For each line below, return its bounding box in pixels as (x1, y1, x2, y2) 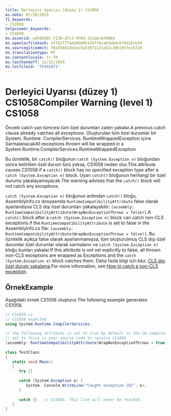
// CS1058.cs (5, 312, 33, 317)
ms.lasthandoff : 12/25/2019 (5, 60, 65, 65)
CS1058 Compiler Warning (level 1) (5, 97, 153, 108)
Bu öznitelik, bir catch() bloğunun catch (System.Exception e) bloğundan (5, 156, 160, 162)
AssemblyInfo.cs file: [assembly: (5, 225, 74, 231)
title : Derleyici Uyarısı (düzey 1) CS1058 (5, 7, 99, 13)
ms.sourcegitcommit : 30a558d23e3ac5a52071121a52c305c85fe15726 (5, 45, 142, 50)
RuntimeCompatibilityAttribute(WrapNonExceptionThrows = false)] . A (5, 209, 151, 215)
